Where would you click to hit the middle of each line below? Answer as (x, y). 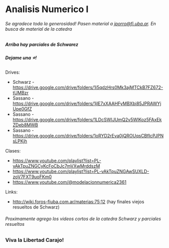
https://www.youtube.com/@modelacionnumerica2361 (69, 182)
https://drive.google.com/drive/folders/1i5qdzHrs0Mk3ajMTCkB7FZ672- (88, 87)
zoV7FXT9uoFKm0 (32, 177)
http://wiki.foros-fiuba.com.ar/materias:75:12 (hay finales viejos (78, 202)
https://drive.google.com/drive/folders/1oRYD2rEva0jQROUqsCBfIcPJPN (88, 136)
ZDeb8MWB (25, 125)
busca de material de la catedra (39, 29)
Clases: (13, 151)
